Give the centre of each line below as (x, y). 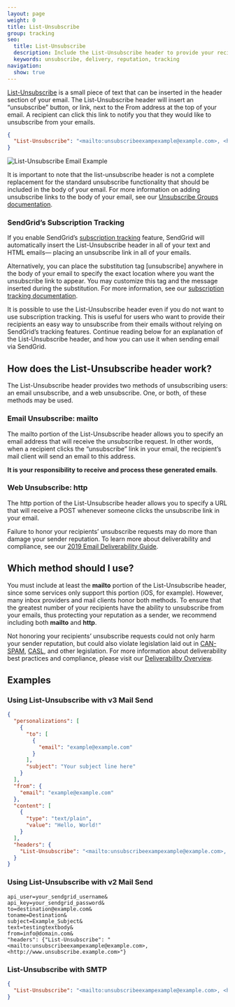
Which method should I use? (71, 569)
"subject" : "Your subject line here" (81, 767)
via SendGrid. (27, 346)
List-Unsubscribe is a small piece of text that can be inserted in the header (115, 92)
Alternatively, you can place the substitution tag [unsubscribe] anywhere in (115, 266)
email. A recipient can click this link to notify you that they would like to (109, 114)
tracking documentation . (43, 296)
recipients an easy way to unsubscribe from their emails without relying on (115, 324)
